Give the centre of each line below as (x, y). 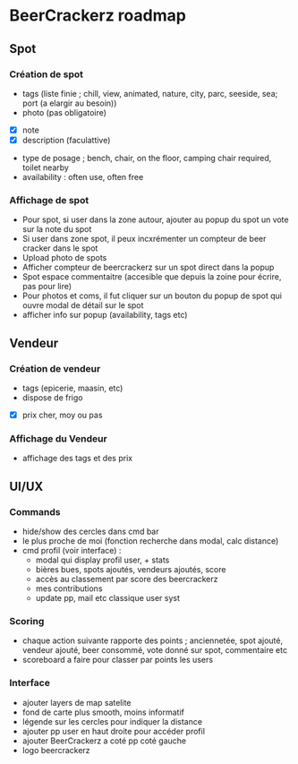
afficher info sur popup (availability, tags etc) (105, 315)
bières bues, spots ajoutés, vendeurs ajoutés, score (131, 570)
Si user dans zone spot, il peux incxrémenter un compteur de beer (144, 239)
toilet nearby (46, 167)
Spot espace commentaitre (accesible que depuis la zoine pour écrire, (152, 277)
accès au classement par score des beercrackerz (127, 579)
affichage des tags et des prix (77, 459)
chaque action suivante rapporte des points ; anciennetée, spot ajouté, (153, 640)
